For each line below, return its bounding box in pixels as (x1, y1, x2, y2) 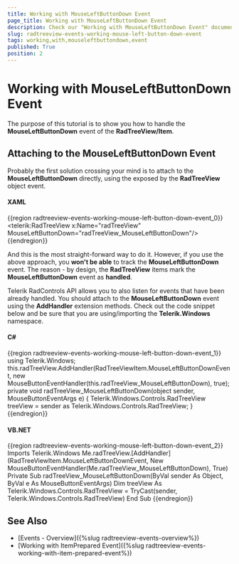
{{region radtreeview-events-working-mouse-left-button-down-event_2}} (7, 442, 224, 450)
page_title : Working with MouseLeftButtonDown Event (7, 17, 167, 24)
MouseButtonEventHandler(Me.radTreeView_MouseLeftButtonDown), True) (7, 464, 229, 473)
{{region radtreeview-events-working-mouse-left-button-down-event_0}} (7, 213, 223, 222)
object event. (7, 181, 46, 190)
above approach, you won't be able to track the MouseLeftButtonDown (7, 257, 219, 266)
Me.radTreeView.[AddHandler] (81, 449, 171, 457)
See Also (7, 515, 48, 527)
